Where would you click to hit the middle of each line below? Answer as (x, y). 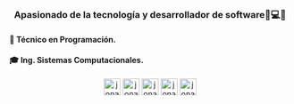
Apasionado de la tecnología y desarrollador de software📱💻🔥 (150, 14)
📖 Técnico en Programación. (63, 39)
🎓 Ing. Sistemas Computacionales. (77, 60)
